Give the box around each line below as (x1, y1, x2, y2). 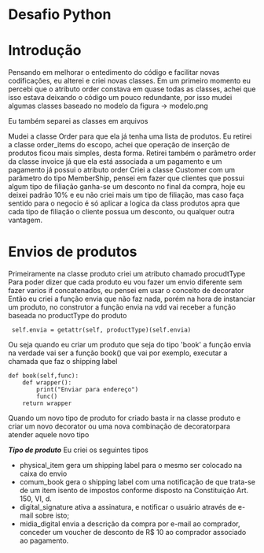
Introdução (8, 42, 82, 60)
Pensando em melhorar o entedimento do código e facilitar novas (8, 68, 220, 77)
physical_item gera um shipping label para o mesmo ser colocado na (19, 461, 242, 470)
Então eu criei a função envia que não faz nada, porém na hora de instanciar (8, 294, 255, 304)
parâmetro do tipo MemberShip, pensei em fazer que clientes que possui (8, 173, 245, 183)
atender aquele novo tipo (8, 430, 90, 440)
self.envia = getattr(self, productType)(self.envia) (11, 326, 192, 334)
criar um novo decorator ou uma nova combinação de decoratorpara (8, 421, 230, 431)
